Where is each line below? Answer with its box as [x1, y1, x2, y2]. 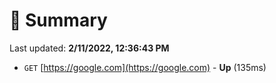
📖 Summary [9, 9, 108, 32]
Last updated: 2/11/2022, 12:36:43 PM [9, 42, 170, 54]
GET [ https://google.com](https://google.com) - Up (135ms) [23, 61, 267, 73]
